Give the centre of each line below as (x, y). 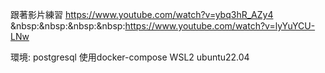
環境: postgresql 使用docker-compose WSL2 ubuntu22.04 (130, 57)
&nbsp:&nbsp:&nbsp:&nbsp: (68, 26)
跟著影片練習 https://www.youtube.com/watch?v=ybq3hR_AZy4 (142, 14)
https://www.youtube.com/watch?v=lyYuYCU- (220, 26)
